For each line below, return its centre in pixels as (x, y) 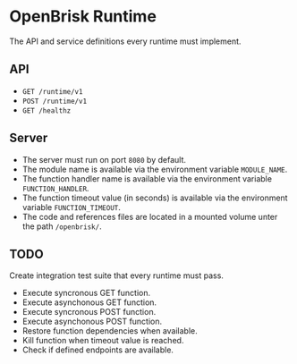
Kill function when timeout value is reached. (103, 341)
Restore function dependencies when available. (110, 331)
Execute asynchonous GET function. (89, 302)
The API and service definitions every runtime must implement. (125, 41)
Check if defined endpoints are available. (98, 350)
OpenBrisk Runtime (83, 17)
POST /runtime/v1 (55, 101)
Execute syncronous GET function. (86, 293)
